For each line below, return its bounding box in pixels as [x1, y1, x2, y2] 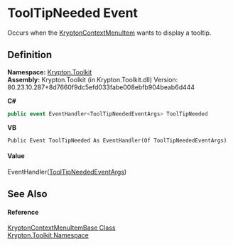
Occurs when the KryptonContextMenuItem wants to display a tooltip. [7, 28, 212, 37]
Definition [7, 49, 52, 61]
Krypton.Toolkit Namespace [7, 231, 89, 240]
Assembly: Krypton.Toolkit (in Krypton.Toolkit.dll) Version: [7, 75, 178, 84]
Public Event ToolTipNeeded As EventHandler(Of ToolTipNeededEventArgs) [7, 137, 227, 144]
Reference [7, 208, 39, 216]
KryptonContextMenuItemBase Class [7, 223, 116, 232]
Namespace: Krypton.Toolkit [7, 67, 92, 76]
